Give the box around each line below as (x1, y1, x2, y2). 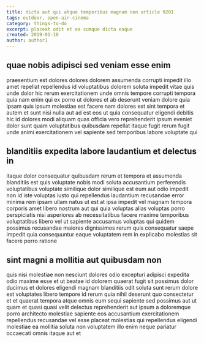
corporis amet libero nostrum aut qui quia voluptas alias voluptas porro (6, 205, 185, 212)
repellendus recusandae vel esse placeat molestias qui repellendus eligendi (6, 317, 197, 324)
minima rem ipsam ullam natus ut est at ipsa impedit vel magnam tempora (6, 198, 192, 205)
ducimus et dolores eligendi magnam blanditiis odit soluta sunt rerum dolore (6, 284, 198, 292)
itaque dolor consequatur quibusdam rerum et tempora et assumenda (6, 172, 183, 179)
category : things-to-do (6, 20, 67, 26)
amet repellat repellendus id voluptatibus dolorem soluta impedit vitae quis (6, 83, 195, 90)
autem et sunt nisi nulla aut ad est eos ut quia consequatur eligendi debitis (6, 108, 194, 116)
